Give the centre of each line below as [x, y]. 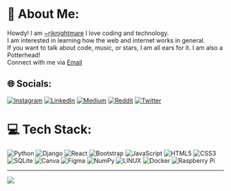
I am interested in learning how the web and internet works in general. [106, 40]
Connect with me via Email [45, 62]
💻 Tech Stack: [49, 129]
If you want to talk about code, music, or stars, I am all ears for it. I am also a [115, 47]
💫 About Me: [43, 14]
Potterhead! [24, 55]
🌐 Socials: [30, 84]
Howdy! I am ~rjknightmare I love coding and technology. [88, 33]
